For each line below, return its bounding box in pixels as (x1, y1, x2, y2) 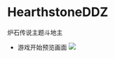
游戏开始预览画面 (17, 43, 67, 51)
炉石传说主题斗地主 (7, 28, 63, 36)
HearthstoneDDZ (7, 4, 109, 20)
